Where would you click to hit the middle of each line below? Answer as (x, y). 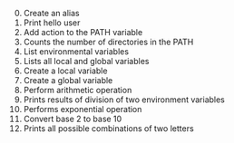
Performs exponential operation (83, 109)
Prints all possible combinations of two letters (108, 129)
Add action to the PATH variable (83, 32)
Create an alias (51, 13)
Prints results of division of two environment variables (124, 100)
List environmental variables (76, 52)
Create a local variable (65, 71)
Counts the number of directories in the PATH (108, 42)
